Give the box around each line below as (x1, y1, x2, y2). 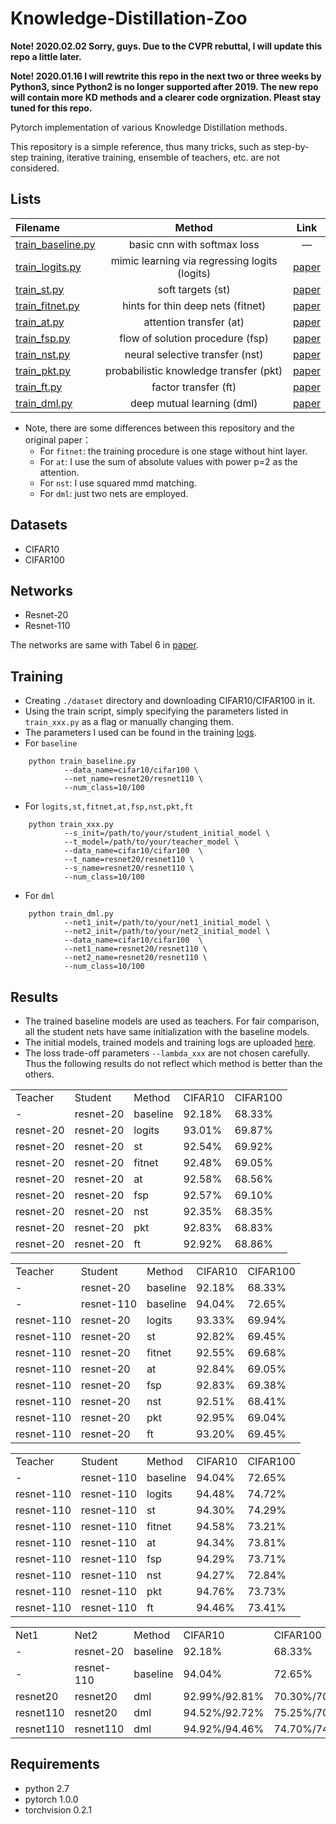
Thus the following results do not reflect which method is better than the (24, 1058, 323, 1069)
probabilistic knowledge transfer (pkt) (105, 363, 283, 377)
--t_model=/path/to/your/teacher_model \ (63, 837, 240, 847)
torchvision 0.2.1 (24, 1803, 92, 1816)
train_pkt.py (15, 363, 71, 377)
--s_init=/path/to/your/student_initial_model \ (63, 828, 271, 839)
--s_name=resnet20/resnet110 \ (63, 863, 195, 874)
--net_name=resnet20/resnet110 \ (63, 774, 203, 784)
